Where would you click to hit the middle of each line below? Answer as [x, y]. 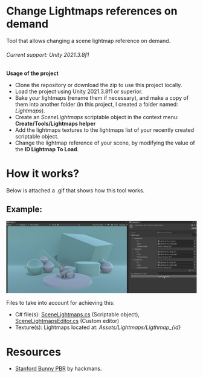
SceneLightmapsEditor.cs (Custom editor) [67, 321]
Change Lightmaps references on [92, 11]
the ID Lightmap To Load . [47, 149]
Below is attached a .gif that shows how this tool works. [76, 191]
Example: [24, 210]
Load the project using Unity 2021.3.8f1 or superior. [79, 91]
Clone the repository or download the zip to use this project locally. [98, 85]
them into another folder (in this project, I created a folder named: [96, 105]
